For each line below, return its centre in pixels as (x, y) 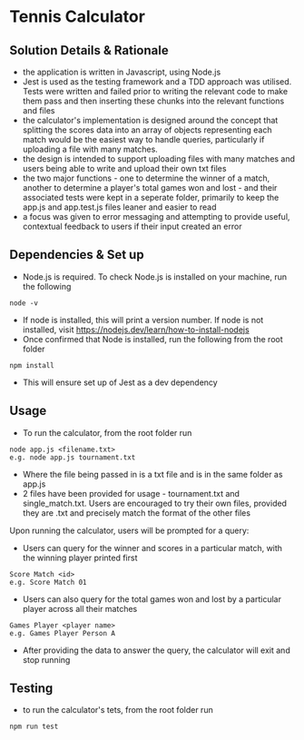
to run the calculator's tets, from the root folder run (118, 710)
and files (39, 110)
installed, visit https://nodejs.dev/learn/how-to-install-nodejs (136, 330)
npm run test (34, 727)
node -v (24, 303)
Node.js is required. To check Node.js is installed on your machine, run (155, 276)
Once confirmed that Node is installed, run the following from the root (152, 339)
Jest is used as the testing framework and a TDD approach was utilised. (157, 82)
